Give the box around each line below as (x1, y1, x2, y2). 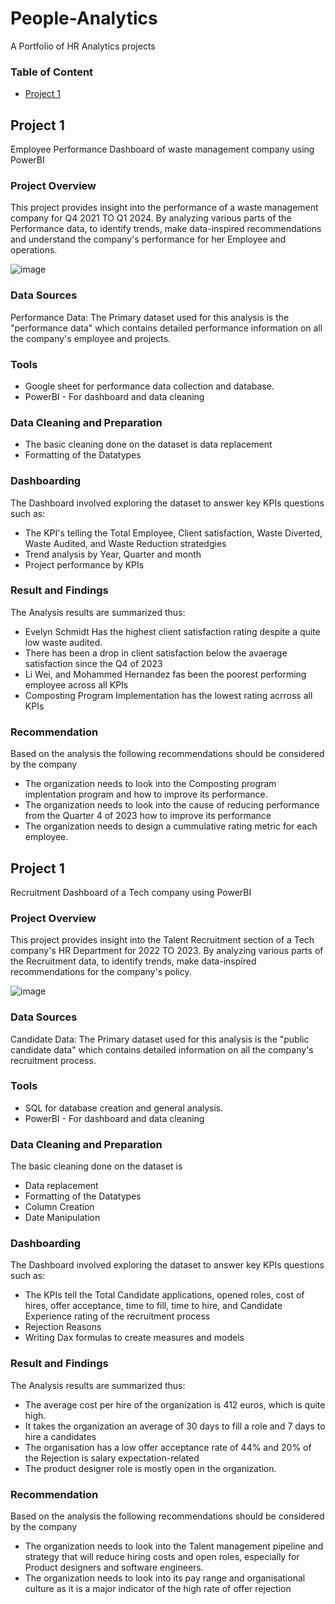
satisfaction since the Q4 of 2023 (24, 657, 163, 669)
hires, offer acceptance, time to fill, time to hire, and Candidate (24, 1300, 283, 1312)
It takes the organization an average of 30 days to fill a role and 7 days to (24, 1420, 326, 1432)
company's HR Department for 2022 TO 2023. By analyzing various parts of (10, 945, 324, 957)
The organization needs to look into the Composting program (24, 778, 277, 790)
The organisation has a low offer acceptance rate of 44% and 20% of (24, 1441, 312, 1453)
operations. (10, 244, 58, 256)
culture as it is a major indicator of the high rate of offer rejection (24, 1583, 292, 1595)
